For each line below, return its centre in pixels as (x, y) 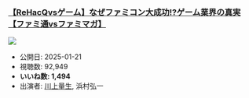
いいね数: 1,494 (45, 76)
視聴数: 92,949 (44, 67)
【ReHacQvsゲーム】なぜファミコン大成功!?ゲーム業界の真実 (124, 12)
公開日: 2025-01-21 (51, 57)
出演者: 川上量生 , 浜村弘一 (61, 86)
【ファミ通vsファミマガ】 (57, 23)
